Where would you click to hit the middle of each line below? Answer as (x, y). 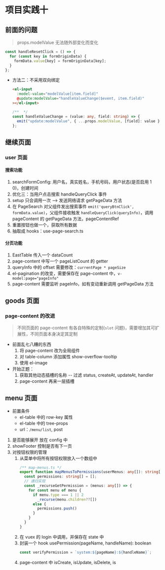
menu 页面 (21, 398)
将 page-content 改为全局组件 (50, 350)
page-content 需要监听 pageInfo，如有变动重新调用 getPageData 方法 (83, 284)
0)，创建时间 (25, 188)
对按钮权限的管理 (29, 452)
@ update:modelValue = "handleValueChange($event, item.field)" (81, 99)
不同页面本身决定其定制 (54, 334)
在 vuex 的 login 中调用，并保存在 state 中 (62, 537)
